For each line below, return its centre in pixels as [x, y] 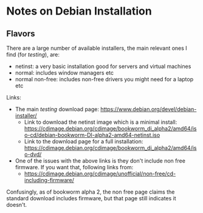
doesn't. [17, 205]
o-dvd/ [33, 154]
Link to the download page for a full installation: [84, 141]
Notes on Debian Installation [79, 11]
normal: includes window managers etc [64, 73]
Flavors [21, 34]
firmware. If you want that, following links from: [74, 167]
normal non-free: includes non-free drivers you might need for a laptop [104, 79]
